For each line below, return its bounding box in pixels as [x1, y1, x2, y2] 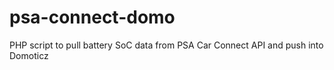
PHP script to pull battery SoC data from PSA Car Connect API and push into [9, 39, 324, 51]
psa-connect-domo [9, 6, 176, 29]
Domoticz [9, 49, 49, 61]
